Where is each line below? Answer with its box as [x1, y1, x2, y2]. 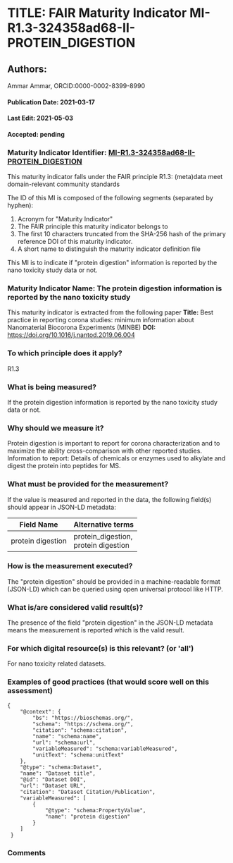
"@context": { [20, 708, 61, 715]
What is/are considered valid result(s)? [7, 602, 144, 612]
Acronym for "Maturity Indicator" [17, 215, 113, 224]
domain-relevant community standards [7, 180, 120, 188]
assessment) [7, 686, 53, 696]
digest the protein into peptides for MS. [7, 462, 121, 470]
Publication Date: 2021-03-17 [7, 97, 95, 106]
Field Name [19, 520, 58, 530]
